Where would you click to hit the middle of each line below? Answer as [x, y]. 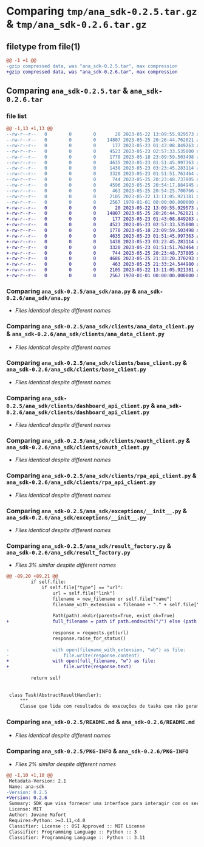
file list [17, 116]
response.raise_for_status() [89, 638]
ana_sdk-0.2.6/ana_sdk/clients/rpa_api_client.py [81, 482]
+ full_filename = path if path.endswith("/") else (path [102, 621]
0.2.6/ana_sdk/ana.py [38, 298]
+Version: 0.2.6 [27, 798]
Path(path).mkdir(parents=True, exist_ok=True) [114, 616]
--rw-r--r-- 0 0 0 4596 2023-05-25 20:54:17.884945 [100, 185]
